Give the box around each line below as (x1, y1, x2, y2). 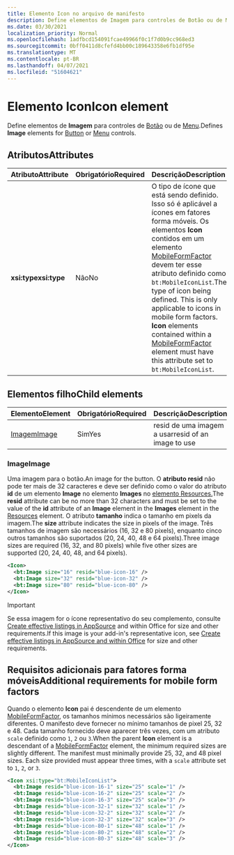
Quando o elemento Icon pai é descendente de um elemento (7, 704, 182, 713)
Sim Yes (77, 429, 102, 439)
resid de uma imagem (153, 421, 224, 431)
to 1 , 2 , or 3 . (7, 764, 40, 772)
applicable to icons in (151, 304, 221, 314)
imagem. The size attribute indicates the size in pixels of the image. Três (7, 519, 214, 527)
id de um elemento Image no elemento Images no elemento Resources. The (7, 489, 224, 498)
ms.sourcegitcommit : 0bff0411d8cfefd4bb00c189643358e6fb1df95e (7, 43, 195, 49)
